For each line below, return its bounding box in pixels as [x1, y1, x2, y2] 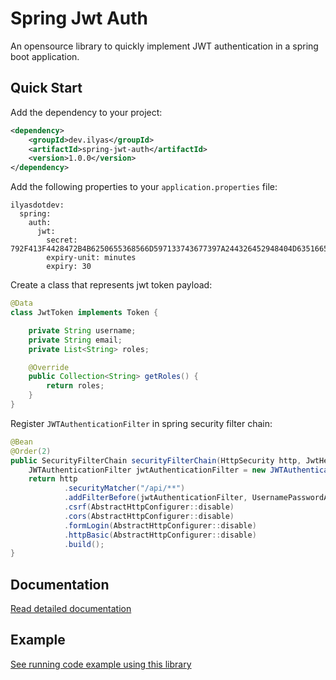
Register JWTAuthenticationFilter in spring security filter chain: [10, 417, 273, 429]
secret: [46, 235, 78, 246]
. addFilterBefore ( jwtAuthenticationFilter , [63, 493, 248, 503]
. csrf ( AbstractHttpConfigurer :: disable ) [63, 502, 235, 512]
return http [28, 474, 78, 484]
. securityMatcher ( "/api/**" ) [63, 483, 186, 494]
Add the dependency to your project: [10, 106, 163, 118]
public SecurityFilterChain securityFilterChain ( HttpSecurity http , [10, 455, 302, 466]
